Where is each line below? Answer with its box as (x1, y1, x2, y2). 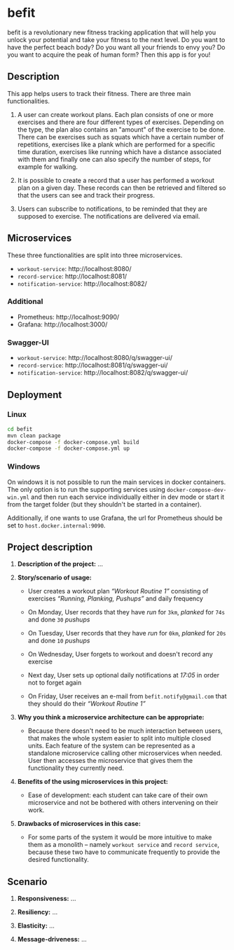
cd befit (7, 425, 33, 432)
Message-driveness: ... (17, 935, 88, 944)
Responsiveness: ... (17, 895, 76, 903)
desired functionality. (27, 855, 89, 864)
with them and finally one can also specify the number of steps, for (17, 155, 212, 163)
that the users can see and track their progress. (17, 191, 156, 199)
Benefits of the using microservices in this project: (17, 778, 168, 786)
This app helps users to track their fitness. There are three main (7, 89, 191, 97)
